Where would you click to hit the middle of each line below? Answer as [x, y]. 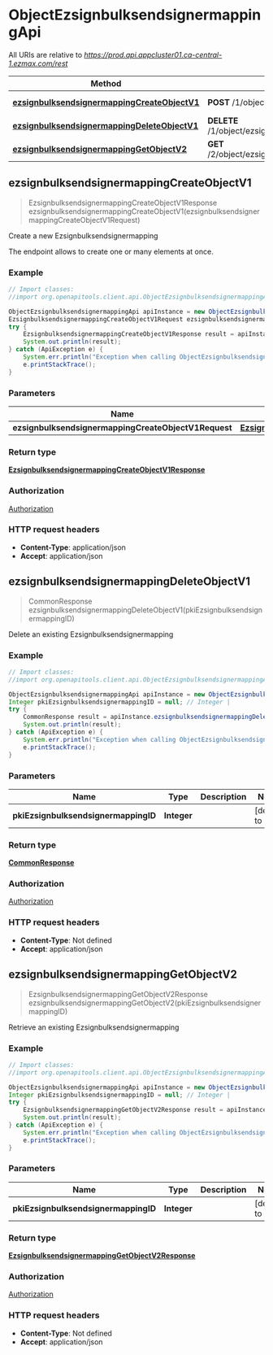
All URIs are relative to [45, 54]
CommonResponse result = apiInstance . [89, 717]
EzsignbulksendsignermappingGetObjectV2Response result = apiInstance [145, 1110]
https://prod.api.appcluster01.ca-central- [153, 54]
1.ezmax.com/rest [38, 63]
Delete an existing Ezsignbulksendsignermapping [91, 634]
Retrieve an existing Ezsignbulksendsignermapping [94, 1027]
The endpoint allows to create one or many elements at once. [111, 251]
